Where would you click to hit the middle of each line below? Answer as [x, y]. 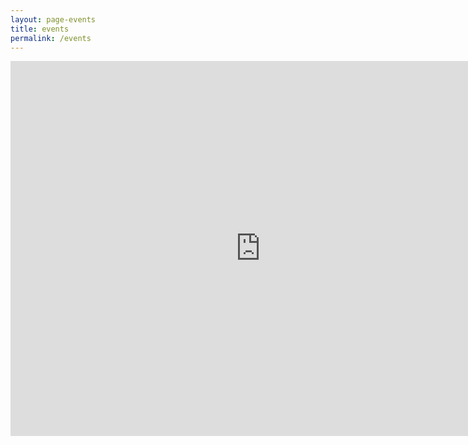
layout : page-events [53, 19]
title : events [40, 29]
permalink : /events [51, 38]
